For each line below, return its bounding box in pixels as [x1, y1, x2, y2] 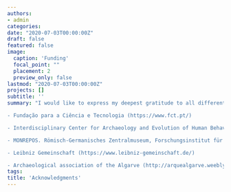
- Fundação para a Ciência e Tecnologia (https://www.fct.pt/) [7, 112, 192, 119]
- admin [7, 17, 30, 23]
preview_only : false [13, 74, 72, 81]
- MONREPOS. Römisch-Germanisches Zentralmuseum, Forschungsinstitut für [7, 137, 223, 144]
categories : [7, 23, 41, 30]
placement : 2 [13, 67, 51, 74]
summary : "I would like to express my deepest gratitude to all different [7, 100, 226, 107]
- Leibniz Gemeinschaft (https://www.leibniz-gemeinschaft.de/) [7, 149, 195, 156]
